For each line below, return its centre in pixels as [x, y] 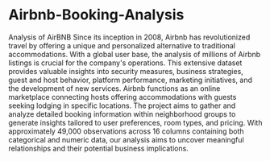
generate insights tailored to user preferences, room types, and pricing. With [135, 122]
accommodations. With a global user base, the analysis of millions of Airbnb [135, 54]
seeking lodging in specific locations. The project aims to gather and [122, 105]
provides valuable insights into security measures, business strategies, [126, 71]
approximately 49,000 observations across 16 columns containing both [126, 131]
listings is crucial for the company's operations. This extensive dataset [125, 63]
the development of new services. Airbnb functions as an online [114, 88]
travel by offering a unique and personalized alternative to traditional [122, 45]
